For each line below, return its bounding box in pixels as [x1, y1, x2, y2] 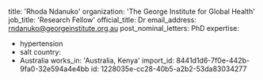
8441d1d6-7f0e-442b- [176, 55, 250, 65]
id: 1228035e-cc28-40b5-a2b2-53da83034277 [90, 64, 247, 74]
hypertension [19, 39, 63, 48]
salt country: [19, 48, 62, 56]
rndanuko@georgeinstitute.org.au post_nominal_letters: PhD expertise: [8, 24, 240, 32]
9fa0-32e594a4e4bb [19, 64, 90, 74]
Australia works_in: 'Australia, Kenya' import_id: [19, 55, 175, 65]
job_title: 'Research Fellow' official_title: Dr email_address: [8, 15, 196, 25]
